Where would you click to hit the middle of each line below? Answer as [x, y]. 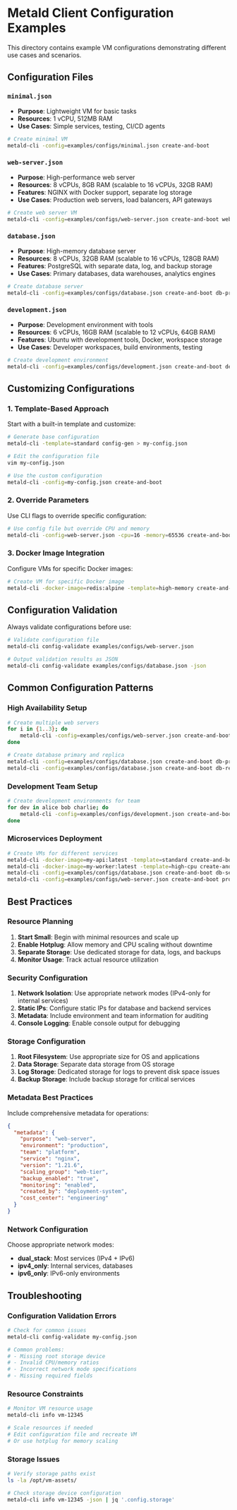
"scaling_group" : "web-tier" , [65, 1172]
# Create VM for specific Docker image [66, 581]
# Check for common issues [47, 1330]
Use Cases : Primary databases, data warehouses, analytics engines [116, 273]
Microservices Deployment [55, 839]
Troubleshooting [45, 1296]
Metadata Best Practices [50, 1098]
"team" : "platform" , [50, 1152]
